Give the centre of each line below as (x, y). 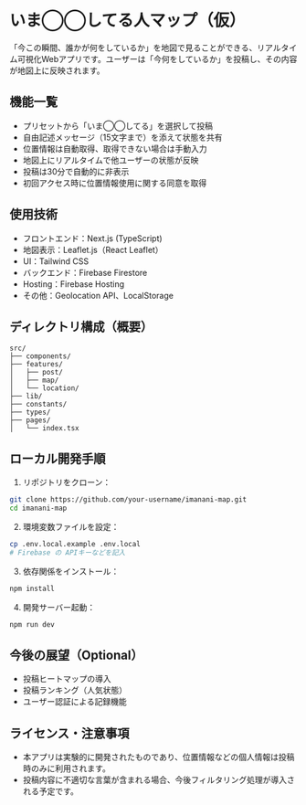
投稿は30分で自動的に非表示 (76, 171)
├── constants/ (38, 405)
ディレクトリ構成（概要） (81, 327)
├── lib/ (26, 397)
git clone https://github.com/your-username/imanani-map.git (128, 500)
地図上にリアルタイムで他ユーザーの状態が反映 (111, 160)
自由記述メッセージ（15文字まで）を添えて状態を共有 (122, 137)
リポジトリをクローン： (67, 482)
